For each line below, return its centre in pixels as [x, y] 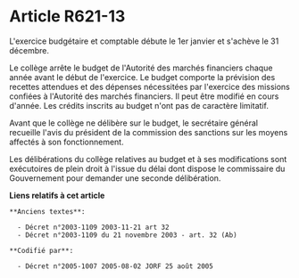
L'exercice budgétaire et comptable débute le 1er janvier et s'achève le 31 [144, 41]
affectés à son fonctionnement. [66, 142]
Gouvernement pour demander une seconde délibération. [115, 178]
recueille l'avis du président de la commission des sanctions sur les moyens [149, 132]
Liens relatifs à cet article [57, 195]
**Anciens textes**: [48, 211]
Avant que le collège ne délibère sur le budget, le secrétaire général [134, 123]
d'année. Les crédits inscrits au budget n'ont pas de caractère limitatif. [139, 105]
